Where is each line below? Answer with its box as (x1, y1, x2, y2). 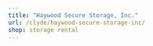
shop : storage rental (8, 26, 79, 34)
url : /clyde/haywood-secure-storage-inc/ (8, 19, 146, 27)
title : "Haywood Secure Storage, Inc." (8, 11, 139, 19)
